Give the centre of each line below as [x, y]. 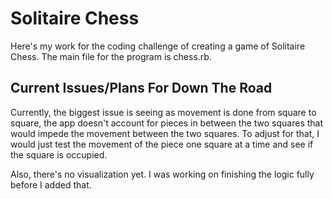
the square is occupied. [59, 154]
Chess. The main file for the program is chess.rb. [111, 56]
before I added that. [51, 184]
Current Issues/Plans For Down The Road [141, 88]
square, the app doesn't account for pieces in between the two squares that [167, 123]
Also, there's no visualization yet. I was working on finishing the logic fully [162, 174]
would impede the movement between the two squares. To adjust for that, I [165, 133]
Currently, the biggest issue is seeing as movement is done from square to [163, 112]
